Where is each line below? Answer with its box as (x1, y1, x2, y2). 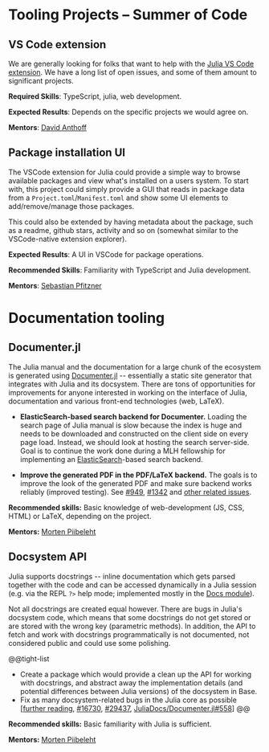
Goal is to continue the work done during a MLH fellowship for (19, 446, 226, 456)
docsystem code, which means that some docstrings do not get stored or (8, 612, 251, 622)
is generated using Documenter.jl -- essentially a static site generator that (8, 370, 252, 380)
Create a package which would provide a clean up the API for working (19, 669, 252, 679)
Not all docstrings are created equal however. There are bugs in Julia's (8, 604, 243, 614)
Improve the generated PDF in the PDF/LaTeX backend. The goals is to (19, 470, 258, 480)
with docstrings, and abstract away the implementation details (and (19, 677, 243, 688)
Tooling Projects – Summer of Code (8, 6, 248, 24)
